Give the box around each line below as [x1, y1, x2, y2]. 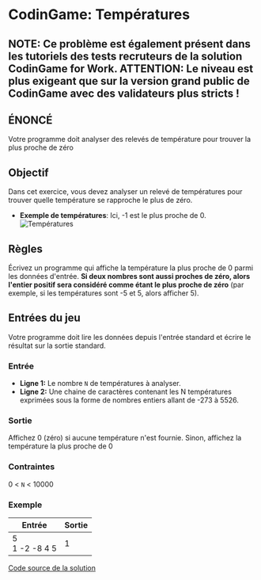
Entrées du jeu [8, 311, 81, 325]
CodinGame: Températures [8, 6, 191, 24]
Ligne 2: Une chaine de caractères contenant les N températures [19, 387, 232, 397]
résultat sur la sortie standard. [8, 341, 107, 350]
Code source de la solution [8, 563, 96, 573]
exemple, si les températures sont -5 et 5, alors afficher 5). [8, 288, 199, 298]
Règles [8, 242, 43, 255]
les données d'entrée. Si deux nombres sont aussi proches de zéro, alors [8, 272, 251, 281]
